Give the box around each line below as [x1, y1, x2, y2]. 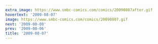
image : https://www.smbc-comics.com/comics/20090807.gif [5, 17, 128, 22]
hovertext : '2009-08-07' [5, 12, 58, 17]
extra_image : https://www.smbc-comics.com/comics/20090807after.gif [5, 7, 153, 13]
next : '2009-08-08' [5, 21, 47, 27]
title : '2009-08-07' [5, 31, 49, 36]
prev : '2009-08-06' [5, 26, 47, 31]
